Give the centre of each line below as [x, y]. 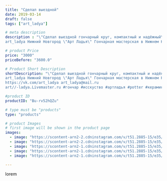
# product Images [23, 123]
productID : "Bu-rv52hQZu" [32, 101]
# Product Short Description [35, 69]
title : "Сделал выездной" [32, 10]
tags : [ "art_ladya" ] [27, 24]
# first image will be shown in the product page [58, 128]
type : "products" [23, 115]
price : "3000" [20, 55]
